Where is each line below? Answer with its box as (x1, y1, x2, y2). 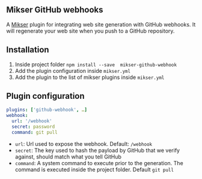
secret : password (11, 124, 55, 130)
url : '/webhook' (11, 118, 52, 124)
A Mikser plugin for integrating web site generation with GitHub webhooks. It (6, 20, 196, 28)
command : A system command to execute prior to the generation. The (14, 159, 183, 166)
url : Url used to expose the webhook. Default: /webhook (14, 140, 152, 147)
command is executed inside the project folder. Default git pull (14, 166, 174, 173)
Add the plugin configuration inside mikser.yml (14, 67, 131, 74)
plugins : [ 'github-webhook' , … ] (6, 107, 87, 113)
